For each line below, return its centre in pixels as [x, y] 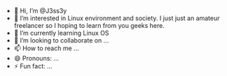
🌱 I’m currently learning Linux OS [61, 33]
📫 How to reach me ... [46, 48]
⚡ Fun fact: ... [33, 66]
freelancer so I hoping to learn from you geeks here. [89, 25]
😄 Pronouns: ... [36, 58]
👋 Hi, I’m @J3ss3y [40, 11]
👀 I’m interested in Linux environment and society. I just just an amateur [117, 18]
